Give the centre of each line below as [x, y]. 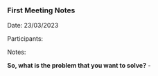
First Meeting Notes [41, 10]
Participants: [25, 39]
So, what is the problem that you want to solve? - [79, 66]
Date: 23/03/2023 [33, 26]
